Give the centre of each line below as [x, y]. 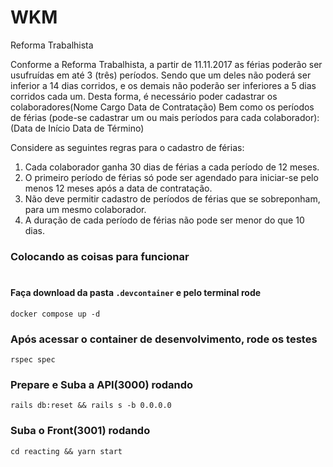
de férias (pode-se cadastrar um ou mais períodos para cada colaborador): [165, 117]
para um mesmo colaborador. [85, 209]
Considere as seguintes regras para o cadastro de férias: [127, 147]
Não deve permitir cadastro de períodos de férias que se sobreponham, [172, 198]
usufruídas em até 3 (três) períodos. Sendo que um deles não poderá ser [161, 75]
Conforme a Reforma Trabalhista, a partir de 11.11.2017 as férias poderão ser [166, 64]
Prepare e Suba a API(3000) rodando [102, 384]
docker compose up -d [55, 314]
